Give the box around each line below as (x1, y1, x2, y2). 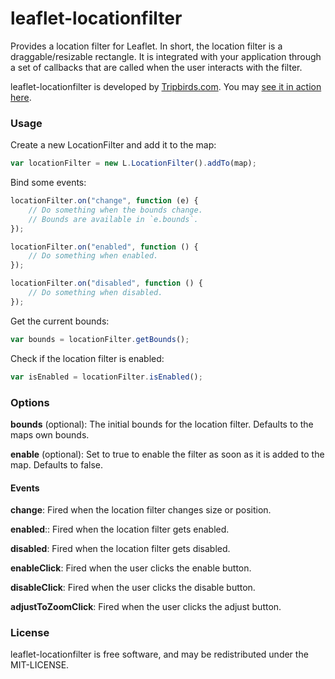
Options (10, 395, 50, 409)
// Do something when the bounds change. (28, 205, 203, 215)
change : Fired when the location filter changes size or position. (10, 504, 272, 516)
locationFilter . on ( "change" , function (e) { (10, 196, 199, 206)
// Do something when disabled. (28, 288, 163, 298)
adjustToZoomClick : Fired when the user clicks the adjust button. (10, 601, 282, 613)
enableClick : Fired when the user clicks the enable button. (10, 562, 252, 574)
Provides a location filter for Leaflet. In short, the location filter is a (10, 40, 283, 52)
